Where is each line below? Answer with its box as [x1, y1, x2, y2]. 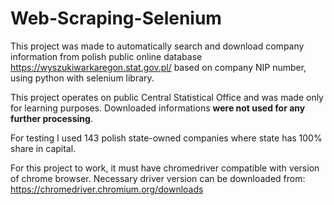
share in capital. [10, 142, 77, 154]
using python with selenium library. [10, 72, 155, 84]
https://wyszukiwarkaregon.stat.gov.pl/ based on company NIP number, [10, 61, 307, 73]
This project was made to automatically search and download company [10, 40, 305, 52]
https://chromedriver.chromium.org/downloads [10, 183, 204, 195]
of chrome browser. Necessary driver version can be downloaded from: [10, 172, 306, 184]
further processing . [10, 112, 93, 124]
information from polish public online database [10, 50, 203, 62]
